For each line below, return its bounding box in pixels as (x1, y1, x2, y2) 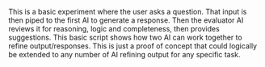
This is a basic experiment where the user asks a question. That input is (8, 7, 247, 16)
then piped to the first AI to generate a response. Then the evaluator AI (8, 15, 244, 25)
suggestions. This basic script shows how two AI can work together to (8, 32, 242, 42)
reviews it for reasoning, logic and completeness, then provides (8, 24, 220, 33)
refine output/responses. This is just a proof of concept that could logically (8, 41, 257, 51)
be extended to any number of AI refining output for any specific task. (8, 50, 241, 59)
